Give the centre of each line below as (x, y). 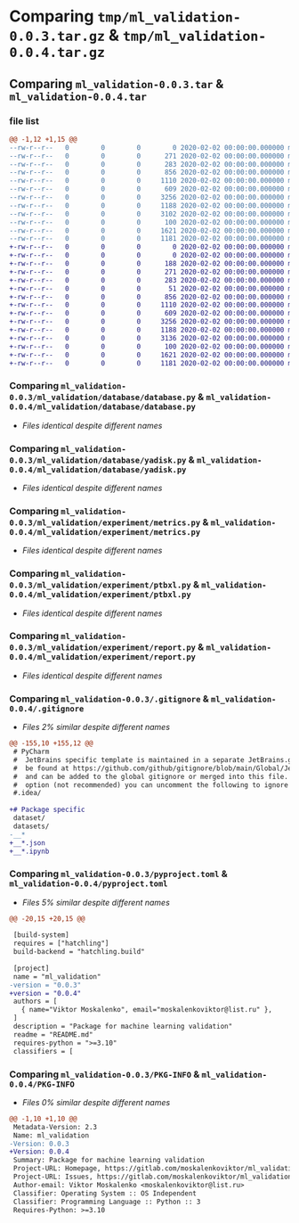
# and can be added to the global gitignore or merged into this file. (151, 776)
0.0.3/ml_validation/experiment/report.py (102, 648)
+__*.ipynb (29, 851)
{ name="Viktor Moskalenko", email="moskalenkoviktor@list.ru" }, (147, 1010)
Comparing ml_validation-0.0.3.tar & (117, 83)
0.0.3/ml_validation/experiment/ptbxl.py (100, 585)
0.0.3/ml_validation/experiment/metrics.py (105, 522)
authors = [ (35, 1001)
